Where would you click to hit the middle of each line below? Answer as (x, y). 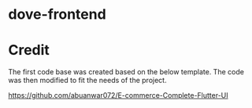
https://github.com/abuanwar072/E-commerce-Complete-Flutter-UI (118, 95)
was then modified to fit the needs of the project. (87, 81)
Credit (29, 50)
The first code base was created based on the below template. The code (126, 72)
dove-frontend (57, 14)
